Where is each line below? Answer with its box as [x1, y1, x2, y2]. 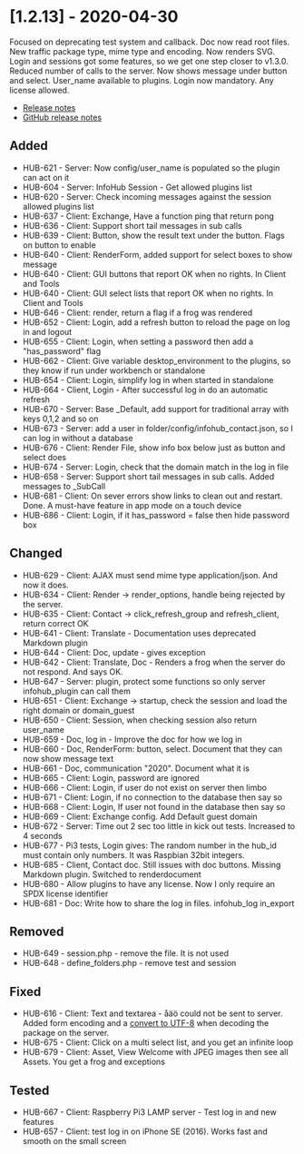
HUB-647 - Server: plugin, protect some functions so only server [22, 676, 266, 686]
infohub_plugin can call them [22, 685, 132, 696]
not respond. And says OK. [22, 666, 124, 677]
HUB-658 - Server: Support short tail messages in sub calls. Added [22, 470, 275, 482]
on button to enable [22, 239, 97, 251]
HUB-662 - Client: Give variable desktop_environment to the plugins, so [22, 355, 291, 366]
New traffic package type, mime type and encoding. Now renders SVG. [9, 45, 276, 56]
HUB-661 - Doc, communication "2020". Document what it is [22, 763, 250, 774]
